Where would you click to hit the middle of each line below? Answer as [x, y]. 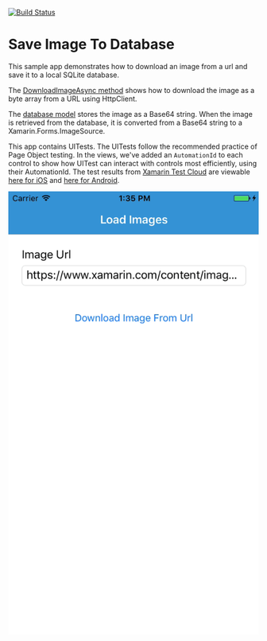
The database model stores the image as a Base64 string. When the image [130, 114]
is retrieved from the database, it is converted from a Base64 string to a [125, 122]
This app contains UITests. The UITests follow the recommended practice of [133, 146]
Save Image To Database [91, 45]
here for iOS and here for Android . [64, 180]
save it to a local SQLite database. [64, 75]
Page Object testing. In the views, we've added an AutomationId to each [126, 154]
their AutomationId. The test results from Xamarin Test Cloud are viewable [129, 172]
